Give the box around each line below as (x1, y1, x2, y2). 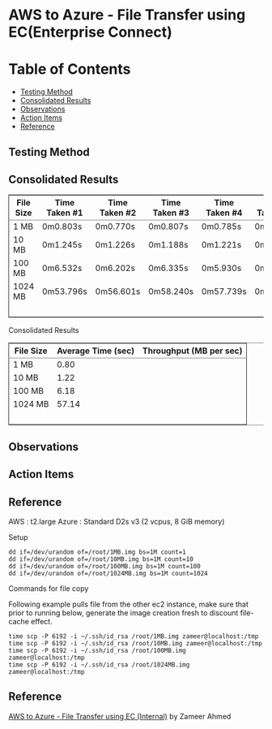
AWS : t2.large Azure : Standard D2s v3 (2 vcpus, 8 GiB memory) (8, 516, 225, 526)
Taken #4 (205, 207, 243, 218)
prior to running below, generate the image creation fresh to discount (8, 607, 239, 618)
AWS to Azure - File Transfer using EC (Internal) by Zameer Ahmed (8, 711, 232, 721)
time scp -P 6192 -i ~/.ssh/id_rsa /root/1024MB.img (8, 660, 190, 669)
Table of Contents (8, 60, 131, 79)
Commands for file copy (8, 583, 89, 593)
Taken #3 (152, 207, 190, 218)
